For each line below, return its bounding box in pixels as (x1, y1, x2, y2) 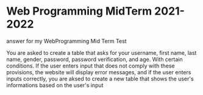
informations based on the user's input (6, 81, 104, 89)
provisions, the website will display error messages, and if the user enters (6, 68, 191, 76)
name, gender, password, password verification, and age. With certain (6, 55, 183, 63)
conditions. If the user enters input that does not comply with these (6, 62, 175, 69)
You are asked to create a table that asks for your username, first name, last (6, 49, 197, 56)
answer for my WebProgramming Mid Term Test (6, 37, 127, 44)
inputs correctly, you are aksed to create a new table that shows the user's (6, 75, 194, 82)
